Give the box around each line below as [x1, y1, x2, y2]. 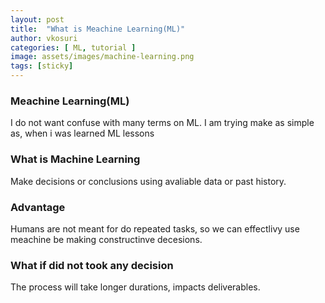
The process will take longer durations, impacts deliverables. [10, 281, 261, 293]
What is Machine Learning [10, 152, 141, 166]
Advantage [10, 200, 66, 214]
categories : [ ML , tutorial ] [10, 42, 137, 53]
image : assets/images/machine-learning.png [10, 52, 195, 62]
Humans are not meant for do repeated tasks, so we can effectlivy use [10, 222, 300, 235]
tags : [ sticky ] [10, 61, 74, 71]
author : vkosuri [10, 33, 78, 43]
